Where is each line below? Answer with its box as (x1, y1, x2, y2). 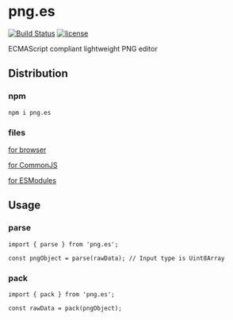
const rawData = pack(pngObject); (8, 304, 123, 312)
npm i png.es (8, 109, 52, 116)
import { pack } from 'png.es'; (8, 290, 115, 299)
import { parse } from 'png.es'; (8, 240, 119, 248)
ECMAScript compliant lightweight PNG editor (8, 44, 159, 53)
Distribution (8, 67, 69, 81)
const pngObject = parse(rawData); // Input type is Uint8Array (8, 254, 225, 262)
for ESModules (8, 175, 57, 185)
